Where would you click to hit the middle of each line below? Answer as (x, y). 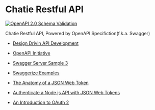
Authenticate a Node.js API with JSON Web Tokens (66, 92)
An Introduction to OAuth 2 (41, 102)
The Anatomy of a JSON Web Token (51, 82)
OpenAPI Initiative (31, 53)
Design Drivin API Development (46, 43)
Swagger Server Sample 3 (40, 63)
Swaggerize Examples (36, 73)
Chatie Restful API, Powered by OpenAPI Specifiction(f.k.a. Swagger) (78, 33)
